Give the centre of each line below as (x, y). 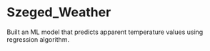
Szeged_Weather (59, 12)
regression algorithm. (38, 39)
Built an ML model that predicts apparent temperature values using (105, 32)
